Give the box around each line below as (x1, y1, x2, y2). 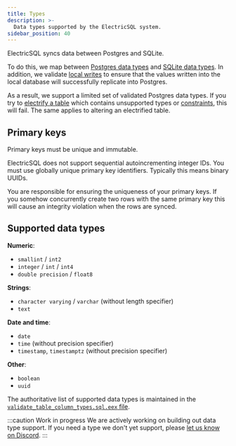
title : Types (7, 10, 46, 18)
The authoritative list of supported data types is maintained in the (7, 395, 197, 403)
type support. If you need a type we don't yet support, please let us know (7, 423, 220, 432)
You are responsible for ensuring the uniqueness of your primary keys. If (7, 188, 218, 196)
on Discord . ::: (7, 431, 48, 439)
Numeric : (7, 241, 35, 249)
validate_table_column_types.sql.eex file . (7, 402, 130, 411)
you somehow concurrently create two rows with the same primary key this (7, 195, 225, 204)
